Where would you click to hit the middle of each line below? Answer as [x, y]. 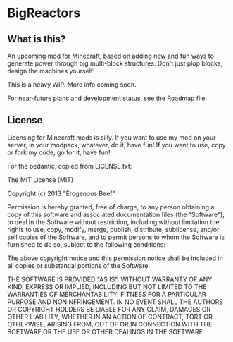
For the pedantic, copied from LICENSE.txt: [70, 166]
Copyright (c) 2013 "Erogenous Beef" [62, 193]
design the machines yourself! [51, 71]
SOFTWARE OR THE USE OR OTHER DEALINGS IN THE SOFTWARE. [106, 331]
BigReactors [44, 13]
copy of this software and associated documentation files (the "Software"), [116, 214]
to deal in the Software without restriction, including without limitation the [113, 222]
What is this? [37, 39]
